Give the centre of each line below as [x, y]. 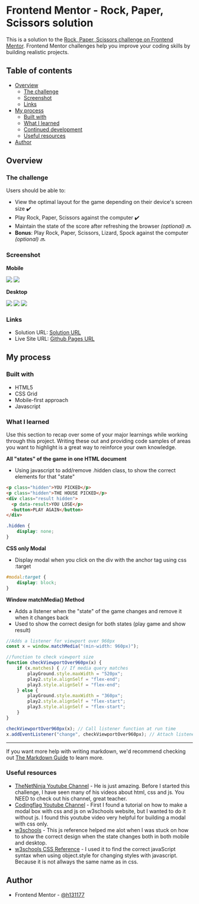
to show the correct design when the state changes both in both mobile [102, 836]
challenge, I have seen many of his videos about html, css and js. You [99, 792]
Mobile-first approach [41, 400]
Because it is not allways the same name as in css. [76, 861]
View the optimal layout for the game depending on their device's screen [103, 202]
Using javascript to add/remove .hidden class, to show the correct [95, 470]
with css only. [31, 824]
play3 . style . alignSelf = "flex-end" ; [74, 685]
